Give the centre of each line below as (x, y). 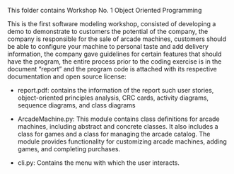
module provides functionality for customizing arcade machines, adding (122, 141)
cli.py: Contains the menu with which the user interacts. (99, 163)
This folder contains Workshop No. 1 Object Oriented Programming (105, 10)
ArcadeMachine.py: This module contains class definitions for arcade (119, 119)
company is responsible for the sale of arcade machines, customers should (117, 39)
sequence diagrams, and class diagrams (76, 105)
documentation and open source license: (67, 76)
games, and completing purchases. (69, 149)
